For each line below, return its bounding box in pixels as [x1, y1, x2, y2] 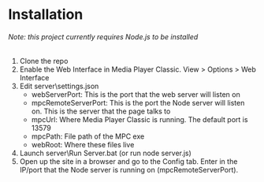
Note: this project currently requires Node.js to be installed [8, 32, 199, 41]
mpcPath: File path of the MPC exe [31, 132, 145, 141]
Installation [8, 6, 84, 24]
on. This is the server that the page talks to [31, 106, 171, 116]
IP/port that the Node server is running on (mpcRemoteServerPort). [19, 165, 239, 175]
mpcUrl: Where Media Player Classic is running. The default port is [31, 115, 248, 124]
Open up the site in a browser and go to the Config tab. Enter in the [19, 157, 238, 166]
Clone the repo [19, 57, 69, 66]
